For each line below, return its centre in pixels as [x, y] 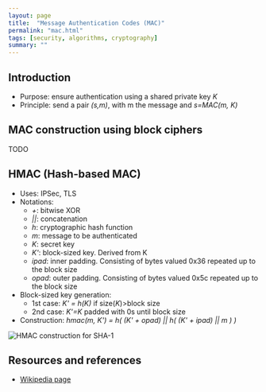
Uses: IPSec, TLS [48, 193]
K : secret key [53, 244]
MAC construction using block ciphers [106, 130]
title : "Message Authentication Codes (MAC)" [87, 23]
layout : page [30, 16]
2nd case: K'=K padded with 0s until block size [109, 312]
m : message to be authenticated [84, 235]
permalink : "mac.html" [46, 30]
